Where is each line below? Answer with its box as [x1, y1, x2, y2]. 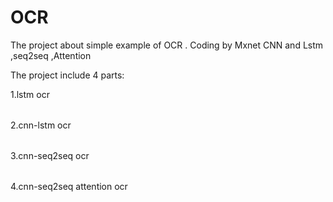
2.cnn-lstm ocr [10, 119, 72, 131]
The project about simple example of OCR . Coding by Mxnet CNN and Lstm [10, 39, 324, 51]
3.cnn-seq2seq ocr [10, 149, 90, 161]
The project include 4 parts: [10, 69, 125, 81]
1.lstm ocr [10, 88, 50, 100]
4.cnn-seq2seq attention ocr [10, 180, 128, 192]
